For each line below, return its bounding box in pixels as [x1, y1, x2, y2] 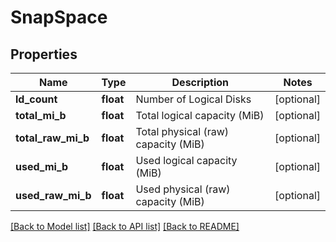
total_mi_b [15, 109, 67, 122]
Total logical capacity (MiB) [135, 109, 265, 122]
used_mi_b [15, 160, 69, 173]
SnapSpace [10, 6, 108, 29]
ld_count [15, 92, 58, 106]
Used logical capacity [135, 154, 238, 167]
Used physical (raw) [135, 182, 231, 196]
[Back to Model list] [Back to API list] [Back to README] [10, 221, 240, 232]
